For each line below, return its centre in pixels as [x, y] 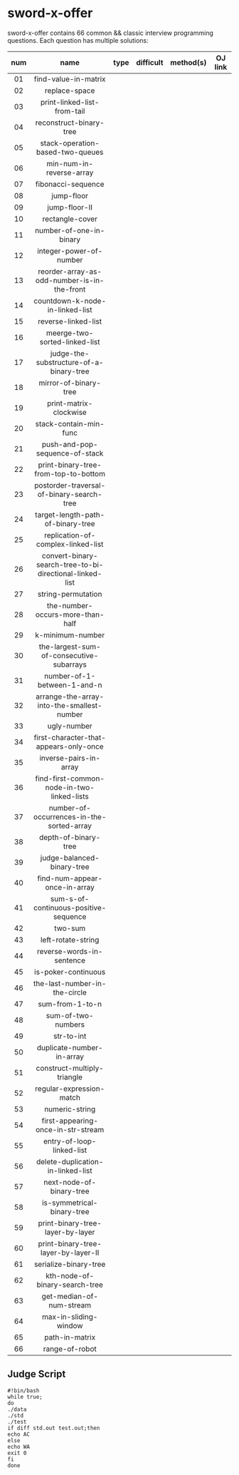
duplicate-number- [70, 1047]
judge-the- [70, 353]
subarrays [70, 664]
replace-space [70, 91]
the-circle [70, 992]
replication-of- [70, 535]
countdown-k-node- [70, 301]
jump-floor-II [70, 207]
